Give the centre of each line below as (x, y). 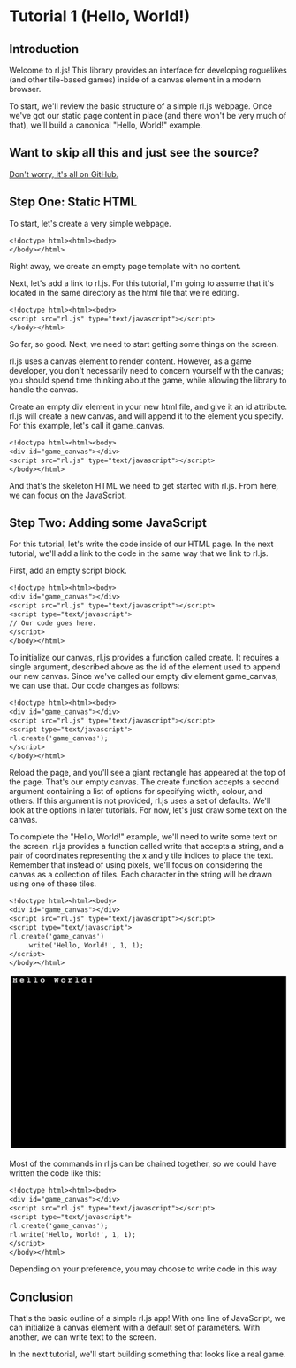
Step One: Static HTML (73, 202)
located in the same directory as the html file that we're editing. (124, 292)
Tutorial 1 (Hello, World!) (100, 16)
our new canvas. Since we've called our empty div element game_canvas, (144, 676)
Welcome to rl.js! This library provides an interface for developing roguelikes (148, 70)
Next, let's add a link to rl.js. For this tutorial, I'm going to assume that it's (142, 283)
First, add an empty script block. (68, 571)
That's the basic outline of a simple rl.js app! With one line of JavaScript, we (147, 1318)
